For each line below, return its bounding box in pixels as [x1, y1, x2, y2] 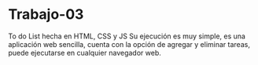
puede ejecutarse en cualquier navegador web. [8, 48, 161, 57]
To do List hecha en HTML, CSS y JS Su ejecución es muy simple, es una [8, 31, 246, 41]
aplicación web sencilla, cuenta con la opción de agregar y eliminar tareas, [8, 39, 250, 49]
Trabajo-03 [8, 5, 84, 23]
